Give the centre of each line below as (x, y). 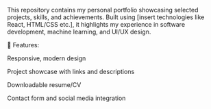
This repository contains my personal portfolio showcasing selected (103, 10)
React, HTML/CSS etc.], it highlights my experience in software (96, 24)
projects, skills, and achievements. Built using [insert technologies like (106, 17)
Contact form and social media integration (66, 98)
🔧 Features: (23, 45)
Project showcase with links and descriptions (71, 72)
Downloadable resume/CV (44, 85)
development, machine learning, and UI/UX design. (79, 32)
